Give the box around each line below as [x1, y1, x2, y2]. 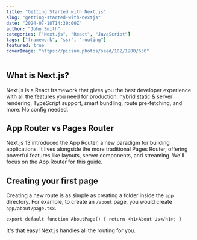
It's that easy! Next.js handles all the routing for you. [6, 227, 136, 234]
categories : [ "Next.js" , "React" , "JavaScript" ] [6, 31, 131, 37]
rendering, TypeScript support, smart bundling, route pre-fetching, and [6, 99, 183, 106]
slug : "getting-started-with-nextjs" [6, 14, 101, 21]
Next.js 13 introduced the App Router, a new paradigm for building [6, 139, 170, 147]
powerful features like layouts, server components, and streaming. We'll [6, 152, 185, 159]
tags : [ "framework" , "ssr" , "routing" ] [6, 37, 107, 43]
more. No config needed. [6, 106, 69, 113]
